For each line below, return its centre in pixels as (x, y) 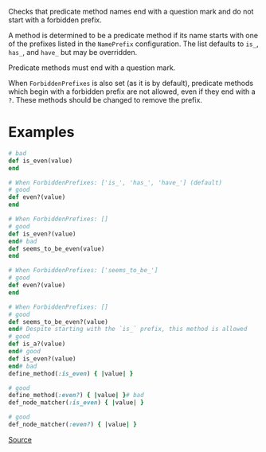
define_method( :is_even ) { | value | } (71, 373)
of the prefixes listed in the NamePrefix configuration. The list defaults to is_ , (133, 44)
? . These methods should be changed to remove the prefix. (106, 100)
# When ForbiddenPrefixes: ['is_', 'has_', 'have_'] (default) (115, 182)
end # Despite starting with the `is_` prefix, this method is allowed (128, 329)
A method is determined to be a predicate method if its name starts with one (133, 35)
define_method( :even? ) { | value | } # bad (76, 395)
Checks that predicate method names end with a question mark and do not (131, 12)
